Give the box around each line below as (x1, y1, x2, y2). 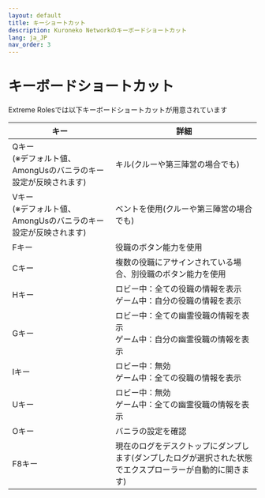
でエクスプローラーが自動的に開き (115, 464, 242, 475)
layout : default (8, 11, 62, 20)
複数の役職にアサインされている (115, 257, 234, 268)
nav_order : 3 (8, 41, 51, 49)
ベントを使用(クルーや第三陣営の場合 (115, 203, 252, 214)
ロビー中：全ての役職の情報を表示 (115, 284, 242, 295)
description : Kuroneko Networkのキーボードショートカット (8, 26, 188, 34)
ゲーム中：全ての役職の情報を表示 (115, 372, 242, 383)
